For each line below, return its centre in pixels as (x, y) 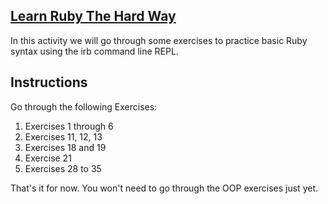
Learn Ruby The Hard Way (93, 16)
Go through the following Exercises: (84, 106)
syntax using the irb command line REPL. (94, 51)
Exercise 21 (48, 158)
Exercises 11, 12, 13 (63, 136)
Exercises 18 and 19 (65, 147)
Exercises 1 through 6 (69, 126)
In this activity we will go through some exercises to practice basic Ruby (159, 40)
